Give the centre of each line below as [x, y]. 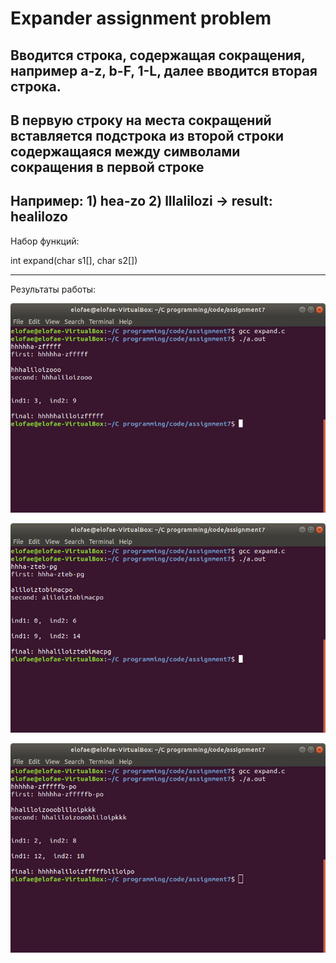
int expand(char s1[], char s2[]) [74, 260]
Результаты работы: [53, 289]
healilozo [39, 217]
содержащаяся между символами [125, 151]
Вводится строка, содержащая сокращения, [158, 55]
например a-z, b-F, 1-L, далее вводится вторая [164, 70]
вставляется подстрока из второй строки [147, 135]
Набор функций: [45, 241]
